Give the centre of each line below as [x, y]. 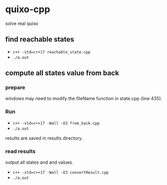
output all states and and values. [39, 162]
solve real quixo [22, 23]
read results [20, 151]
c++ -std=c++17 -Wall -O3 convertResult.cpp [61, 173]
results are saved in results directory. [44, 138]
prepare [15, 87]
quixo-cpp [28, 9]
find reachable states [40, 39]
